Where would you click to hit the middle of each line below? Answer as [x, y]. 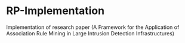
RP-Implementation [55, 11]
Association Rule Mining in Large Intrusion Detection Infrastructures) [90, 33]
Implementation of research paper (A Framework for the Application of [93, 27]
